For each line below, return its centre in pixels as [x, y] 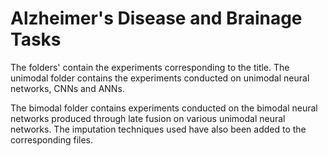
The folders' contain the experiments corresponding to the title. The [150, 67]
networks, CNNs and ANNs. [67, 88]
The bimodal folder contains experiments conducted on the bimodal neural [164, 108]
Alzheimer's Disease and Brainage [156, 18]
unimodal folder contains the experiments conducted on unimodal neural [160, 78]
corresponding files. [52, 139]
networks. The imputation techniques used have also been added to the [158, 129]
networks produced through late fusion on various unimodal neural [148, 118]
